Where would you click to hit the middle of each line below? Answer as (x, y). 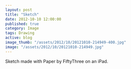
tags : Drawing (20, 33)
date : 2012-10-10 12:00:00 (33, 19)
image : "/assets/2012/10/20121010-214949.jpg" (54, 47)
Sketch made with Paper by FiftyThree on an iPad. (57, 61)
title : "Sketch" (22, 14)
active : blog (19, 38)
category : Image (22, 28)
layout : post (19, 10)
